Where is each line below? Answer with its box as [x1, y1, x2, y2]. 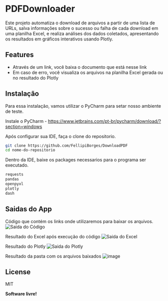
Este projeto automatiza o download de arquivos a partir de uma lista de [5, 20, 155, 26]
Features [5, 51, 34, 59]
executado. [5, 162, 29, 168]
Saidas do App [5, 205, 52, 213]
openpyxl [5, 182, 24, 187]
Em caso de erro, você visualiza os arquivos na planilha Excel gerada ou [12, 69, 163, 75]
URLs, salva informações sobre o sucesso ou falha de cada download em [5, 25, 158, 31]
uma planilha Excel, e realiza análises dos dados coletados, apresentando [5, 30, 159, 36]
